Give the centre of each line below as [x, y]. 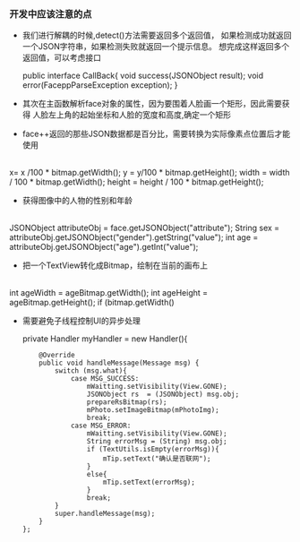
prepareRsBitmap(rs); [127, 402]
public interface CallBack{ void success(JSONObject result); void [143, 76]
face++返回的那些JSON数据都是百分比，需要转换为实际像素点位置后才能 [156, 134]
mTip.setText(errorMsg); [149, 482]
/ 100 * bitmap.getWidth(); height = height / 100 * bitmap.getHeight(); [137, 182]
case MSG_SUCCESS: [105, 379]
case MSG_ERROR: [101, 426]
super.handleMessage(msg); [105, 514]
